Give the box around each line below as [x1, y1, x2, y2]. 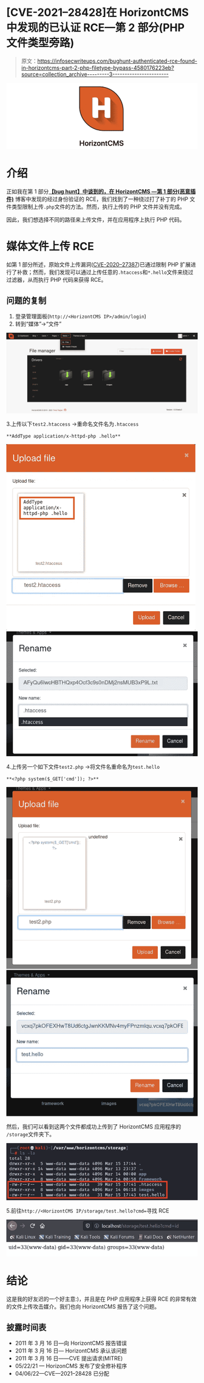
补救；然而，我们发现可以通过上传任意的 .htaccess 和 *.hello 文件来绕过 [16, 268, 194, 276]
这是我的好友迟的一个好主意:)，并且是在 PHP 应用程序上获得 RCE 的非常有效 [6, 1295, 197, 1303]
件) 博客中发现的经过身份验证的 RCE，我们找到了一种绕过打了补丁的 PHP [6, 195, 189, 203]
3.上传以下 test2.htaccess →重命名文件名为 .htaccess [6, 420, 139, 427]
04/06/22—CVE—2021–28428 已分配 [15, 1370, 109, 1378]
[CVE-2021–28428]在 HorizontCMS [6, 5, 189, 19]
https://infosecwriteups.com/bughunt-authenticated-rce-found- [37, 57, 197, 65]
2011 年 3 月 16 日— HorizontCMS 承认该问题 [15, 1347, 127, 1354]
